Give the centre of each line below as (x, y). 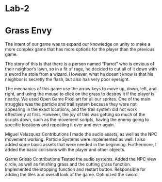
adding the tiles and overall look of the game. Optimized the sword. (72, 175)
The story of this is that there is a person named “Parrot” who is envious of (80, 64)
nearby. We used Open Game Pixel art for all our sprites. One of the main (78, 99)
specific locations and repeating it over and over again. (60, 125)
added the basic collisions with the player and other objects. (65, 150)
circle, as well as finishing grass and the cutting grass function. (68, 164)
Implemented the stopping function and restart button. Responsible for (75, 169)
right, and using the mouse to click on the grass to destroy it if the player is (80, 94)
